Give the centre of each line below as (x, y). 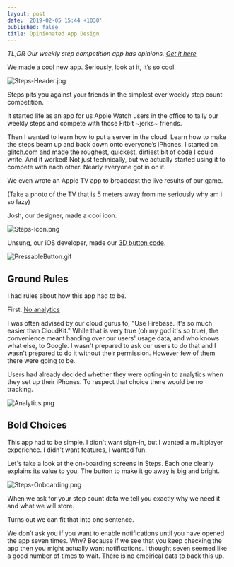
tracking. (20, 390)
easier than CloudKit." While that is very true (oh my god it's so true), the (113, 331)
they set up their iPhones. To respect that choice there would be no (105, 382)
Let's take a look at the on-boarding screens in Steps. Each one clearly (111, 463)
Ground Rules (38, 279)
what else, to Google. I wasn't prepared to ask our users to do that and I (112, 346)
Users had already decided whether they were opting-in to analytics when (116, 374)
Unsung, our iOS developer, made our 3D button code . (87, 243)
